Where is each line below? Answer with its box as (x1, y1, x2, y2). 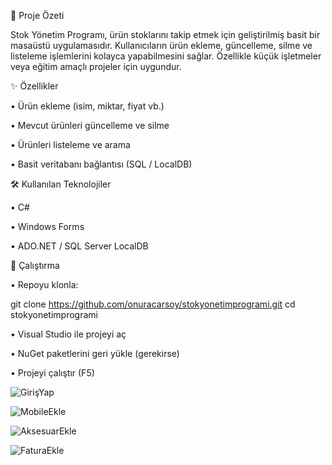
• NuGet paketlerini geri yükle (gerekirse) (10, 348, 180, 359)
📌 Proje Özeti (10, 10, 65, 21)
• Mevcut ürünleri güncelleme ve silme (10, 120, 170, 131)
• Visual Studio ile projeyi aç (10, 328, 127, 340)
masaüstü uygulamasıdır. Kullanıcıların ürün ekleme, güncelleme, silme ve (10, 40, 313, 51)
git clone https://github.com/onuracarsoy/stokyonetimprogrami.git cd (10, 298, 296, 310)
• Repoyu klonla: (10, 279, 79, 290)
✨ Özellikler (10, 80, 59, 92)
